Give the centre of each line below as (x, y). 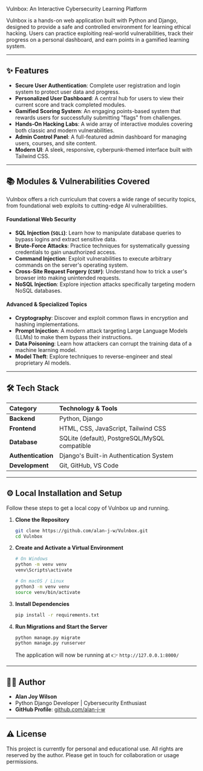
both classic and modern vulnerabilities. (65, 130)
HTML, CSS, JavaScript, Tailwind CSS (113, 428)
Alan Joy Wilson (36, 697)
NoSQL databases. (38, 290)
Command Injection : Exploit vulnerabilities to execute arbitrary (93, 258)
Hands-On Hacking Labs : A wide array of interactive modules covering (104, 124)
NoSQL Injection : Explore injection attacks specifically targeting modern (105, 284)
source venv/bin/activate (47, 592)
